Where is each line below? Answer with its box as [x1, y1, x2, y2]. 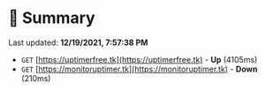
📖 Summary [8, 8, 95, 28]
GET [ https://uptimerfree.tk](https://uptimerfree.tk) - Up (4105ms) [20, 54, 258, 64]
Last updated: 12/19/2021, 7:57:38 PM [8, 37, 148, 48]
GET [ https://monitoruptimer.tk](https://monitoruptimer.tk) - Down [20, 64, 258, 74]
